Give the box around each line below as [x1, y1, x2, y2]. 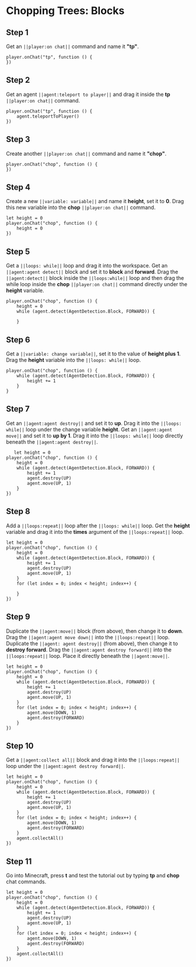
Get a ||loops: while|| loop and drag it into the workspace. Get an [6, 262, 168, 269]
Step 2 [6, 75, 30, 85]
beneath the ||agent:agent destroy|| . [6, 438, 98, 445]
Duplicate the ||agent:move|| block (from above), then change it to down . [6, 627, 184, 635]
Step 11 [6, 856, 32, 866]
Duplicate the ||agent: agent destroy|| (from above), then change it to [6, 640, 178, 647]
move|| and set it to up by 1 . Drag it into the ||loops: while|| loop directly [6, 432, 183, 439]
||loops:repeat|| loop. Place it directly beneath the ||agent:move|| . [6, 652, 170, 659]
